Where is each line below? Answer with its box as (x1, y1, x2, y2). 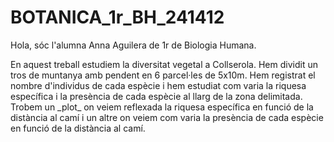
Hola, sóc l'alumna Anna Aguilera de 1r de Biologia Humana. (10, 39, 257, 51)
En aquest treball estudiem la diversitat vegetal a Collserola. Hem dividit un (10, 58, 318, 70)
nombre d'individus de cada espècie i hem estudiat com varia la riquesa (10, 79, 307, 91)
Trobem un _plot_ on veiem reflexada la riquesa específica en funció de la (10, 101, 314, 113)
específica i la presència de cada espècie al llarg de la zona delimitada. (10, 90, 303, 102)
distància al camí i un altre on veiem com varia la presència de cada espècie (10, 111, 324, 123)
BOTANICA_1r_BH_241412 (10, 6, 225, 29)
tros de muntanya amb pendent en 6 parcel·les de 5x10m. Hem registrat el (10, 69, 316, 81)
